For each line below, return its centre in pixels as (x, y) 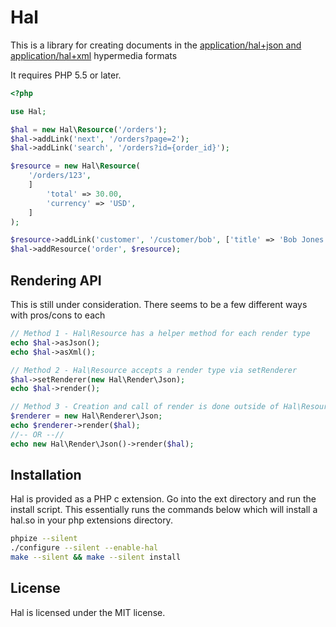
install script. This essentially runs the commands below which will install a (164, 510)
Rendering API (56, 280)
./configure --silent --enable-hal (84, 548)
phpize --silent (44, 539)
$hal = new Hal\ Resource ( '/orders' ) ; (89, 129)
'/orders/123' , (60, 176)
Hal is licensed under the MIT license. (88, 612)
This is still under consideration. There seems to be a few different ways (159, 304)
